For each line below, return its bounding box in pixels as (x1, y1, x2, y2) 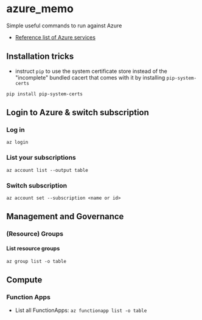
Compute (6, 274, 43, 285)
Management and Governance (6, 211, 124, 222)
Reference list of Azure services (15, 33, 96, 41)
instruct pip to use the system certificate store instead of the (15, 67, 167, 75)
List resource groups (6, 245, 60, 252)
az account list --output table (6, 167, 88, 173)
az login (6, 139, 29, 146)
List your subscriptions (6, 154, 76, 162)
